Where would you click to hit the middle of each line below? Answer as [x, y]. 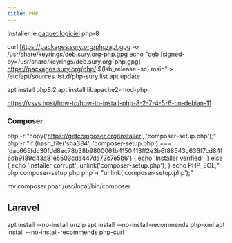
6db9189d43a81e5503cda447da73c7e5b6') [70, 158]
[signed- [173, 54]
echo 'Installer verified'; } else [180, 158]
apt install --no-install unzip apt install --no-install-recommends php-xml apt [116, 224]
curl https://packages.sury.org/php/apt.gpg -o [73, 46]
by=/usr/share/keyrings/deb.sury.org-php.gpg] [74, 61]
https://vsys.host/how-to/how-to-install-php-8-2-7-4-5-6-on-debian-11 [109, 103]
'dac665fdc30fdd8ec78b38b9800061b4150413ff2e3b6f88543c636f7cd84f [115, 150]
